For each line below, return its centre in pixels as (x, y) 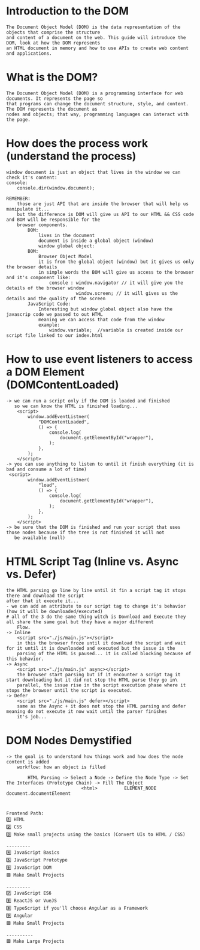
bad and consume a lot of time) (46, 469)
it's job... (32, 717)
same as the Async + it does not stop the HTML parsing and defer (101, 706)
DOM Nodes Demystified (69, 740)
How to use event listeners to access (100, 359)
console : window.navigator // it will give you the (116, 283)
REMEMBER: (19, 199)
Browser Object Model (65, 256)
